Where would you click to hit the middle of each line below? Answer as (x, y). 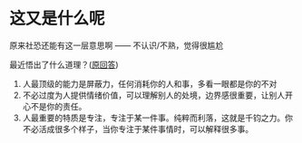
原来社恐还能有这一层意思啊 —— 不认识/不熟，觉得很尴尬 (117, 45)
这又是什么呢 (58, 19)
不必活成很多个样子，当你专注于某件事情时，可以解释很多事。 (138, 129)
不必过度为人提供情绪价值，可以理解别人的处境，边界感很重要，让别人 (154, 95)
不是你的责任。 (58, 106)
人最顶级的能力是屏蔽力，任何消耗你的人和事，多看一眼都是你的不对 (150, 83)
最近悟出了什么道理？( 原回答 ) (64, 64)
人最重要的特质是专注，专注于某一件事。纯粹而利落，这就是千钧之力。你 (157, 118)
